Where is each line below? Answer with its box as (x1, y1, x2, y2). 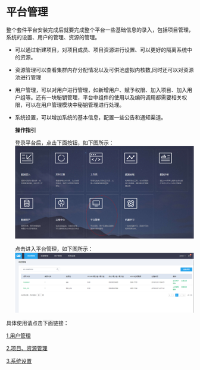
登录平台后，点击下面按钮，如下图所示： (14, 139, 114, 146)
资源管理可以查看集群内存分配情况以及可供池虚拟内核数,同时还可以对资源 (14, 66, 194, 73)
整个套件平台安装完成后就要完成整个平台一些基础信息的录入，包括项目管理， (6, 26, 194, 33)
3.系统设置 (6, 357, 32, 364)
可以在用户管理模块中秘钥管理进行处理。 (25, 101, 125, 108)
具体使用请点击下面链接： (6, 319, 69, 327)
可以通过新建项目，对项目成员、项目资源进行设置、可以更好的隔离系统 (14, 46, 187, 53)
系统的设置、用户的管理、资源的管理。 (6, 33, 100, 40)
